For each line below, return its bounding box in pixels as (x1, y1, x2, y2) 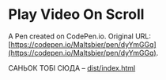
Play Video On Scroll (8, 5, 145, 24)
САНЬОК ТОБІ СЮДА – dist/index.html (8, 63, 136, 72)
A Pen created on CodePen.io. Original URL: (8, 31, 152, 41)
